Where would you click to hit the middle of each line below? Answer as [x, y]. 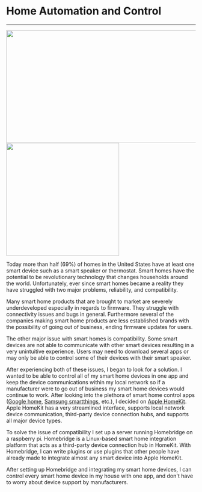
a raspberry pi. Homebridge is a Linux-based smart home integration [91, 438]
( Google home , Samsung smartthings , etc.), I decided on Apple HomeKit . [96, 401]
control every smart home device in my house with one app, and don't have [100, 476]
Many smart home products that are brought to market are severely [90, 301]
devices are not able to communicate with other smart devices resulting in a [100, 345]
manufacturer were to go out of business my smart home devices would [95, 389]
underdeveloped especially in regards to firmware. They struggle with [93, 307]
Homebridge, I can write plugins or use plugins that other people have [93, 451]
